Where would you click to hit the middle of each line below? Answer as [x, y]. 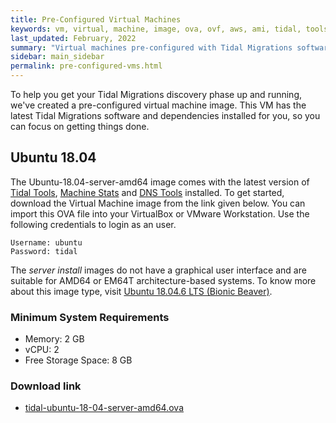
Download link [46, 386]
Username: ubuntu [46, 242]
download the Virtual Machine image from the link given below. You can [158, 203]
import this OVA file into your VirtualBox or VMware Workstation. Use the [160, 213]
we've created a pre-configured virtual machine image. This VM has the [158, 105]
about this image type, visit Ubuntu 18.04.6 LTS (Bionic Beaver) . [141, 291]
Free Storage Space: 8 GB [78, 360]
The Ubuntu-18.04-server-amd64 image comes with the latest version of [160, 182]
